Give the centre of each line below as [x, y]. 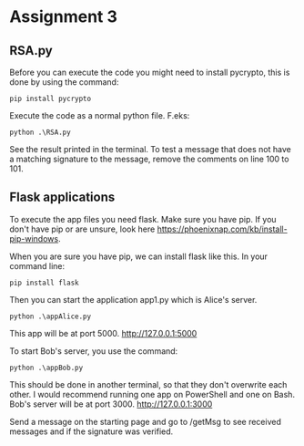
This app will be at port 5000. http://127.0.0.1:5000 [103, 333]
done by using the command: [64, 82]
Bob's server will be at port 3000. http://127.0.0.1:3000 [111, 404]
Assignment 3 [64, 17]
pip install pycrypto [51, 99]
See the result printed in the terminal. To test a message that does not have [150, 149]
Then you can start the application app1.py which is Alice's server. [133, 299]
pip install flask [44, 283]
